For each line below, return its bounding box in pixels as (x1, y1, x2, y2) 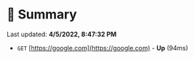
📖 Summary (6, 6, 77, 23)
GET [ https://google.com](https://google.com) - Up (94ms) (16, 43, 189, 52)
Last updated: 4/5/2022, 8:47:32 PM (6, 30, 117, 38)
